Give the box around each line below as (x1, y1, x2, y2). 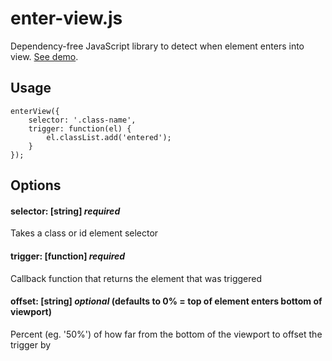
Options (10, 177, 62, 194)
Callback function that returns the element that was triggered (10, 272, 263, 284)
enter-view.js (10, 7, 123, 30)
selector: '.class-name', (28, 115, 137, 125)
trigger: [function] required (10, 250, 126, 262)
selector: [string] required (10, 205, 121, 217)
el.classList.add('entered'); (46, 132, 172, 142)
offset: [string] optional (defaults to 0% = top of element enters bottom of (10, 295, 323, 307)
